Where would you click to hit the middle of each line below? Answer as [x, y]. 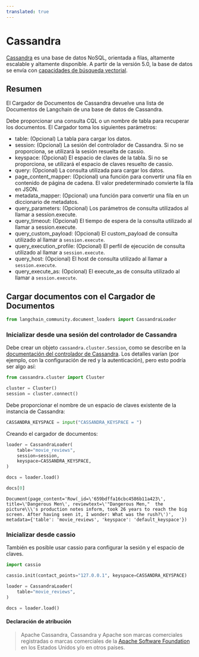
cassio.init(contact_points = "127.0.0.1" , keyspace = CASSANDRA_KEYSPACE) [97, 576]
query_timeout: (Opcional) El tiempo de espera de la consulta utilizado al [103, 221]
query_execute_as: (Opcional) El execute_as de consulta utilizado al [97, 272]
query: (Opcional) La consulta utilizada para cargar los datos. [90, 171]
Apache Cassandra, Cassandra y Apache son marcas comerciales [102, 634]
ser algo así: [21, 367]
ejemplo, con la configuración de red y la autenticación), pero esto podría [96, 360]
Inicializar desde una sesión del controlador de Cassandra [91, 335]
